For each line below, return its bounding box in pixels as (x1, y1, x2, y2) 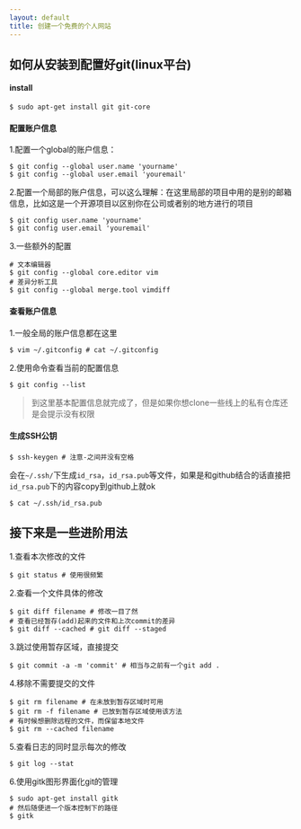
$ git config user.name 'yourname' (9, 216, 143, 225)
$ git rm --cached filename (9, 724, 115, 733)
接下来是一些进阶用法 (9, 525, 128, 541)
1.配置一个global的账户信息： (9, 145, 117, 155)
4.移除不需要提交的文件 (9, 677, 96, 688)
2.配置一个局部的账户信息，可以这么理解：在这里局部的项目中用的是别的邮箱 (9, 187, 292, 198)
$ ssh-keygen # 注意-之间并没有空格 (9, 453, 135, 462)
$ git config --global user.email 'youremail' (9, 170, 187, 180)
